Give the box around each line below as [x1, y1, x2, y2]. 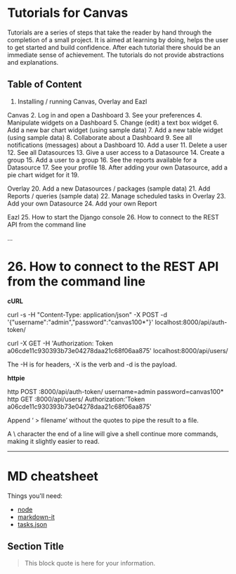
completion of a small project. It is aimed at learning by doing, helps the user [7, 35, 229, 44]
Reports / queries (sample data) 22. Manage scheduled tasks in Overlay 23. [7, 191, 226, 200]
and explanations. [7, 58, 59, 66]
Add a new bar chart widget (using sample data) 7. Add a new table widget [7, 125, 223, 134]
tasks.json [17, 520, 48, 528]
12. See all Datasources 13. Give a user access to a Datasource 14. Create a [7, 148, 225, 156]
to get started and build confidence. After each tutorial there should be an [7, 43, 221, 51]
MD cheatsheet [7, 468, 98, 484]
